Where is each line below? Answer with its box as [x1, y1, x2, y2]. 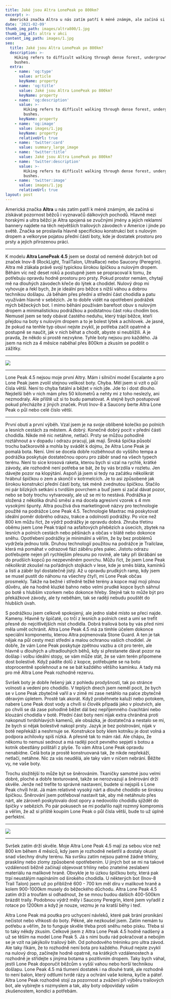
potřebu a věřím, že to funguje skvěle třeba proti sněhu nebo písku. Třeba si [5, 923, 164, 929]
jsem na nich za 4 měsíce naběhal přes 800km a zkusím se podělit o [5, 340, 149, 346]
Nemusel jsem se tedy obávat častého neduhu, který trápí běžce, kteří [5, 313, 153, 319]
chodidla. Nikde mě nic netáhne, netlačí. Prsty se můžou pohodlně [5, 432, 145, 438]
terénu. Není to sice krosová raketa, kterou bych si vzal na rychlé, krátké [5, 459, 157, 465]
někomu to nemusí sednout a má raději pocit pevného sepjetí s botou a [5, 739, 154, 745]
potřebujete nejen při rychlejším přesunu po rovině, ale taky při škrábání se [5, 551, 162, 557]
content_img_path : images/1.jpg [5, 36, 74, 41]
